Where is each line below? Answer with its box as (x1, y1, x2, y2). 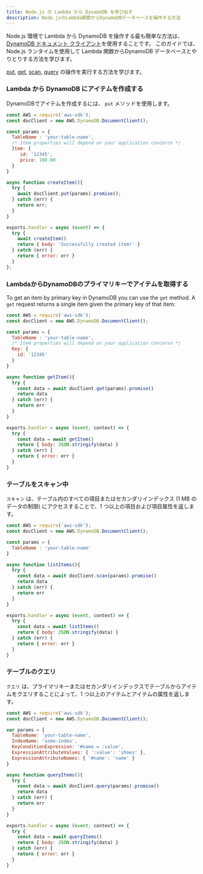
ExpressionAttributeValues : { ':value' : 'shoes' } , (12, 749, 146, 756)
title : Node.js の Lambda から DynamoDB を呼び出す (6, 9, 133, 15)
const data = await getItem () (17, 436, 94, 442)
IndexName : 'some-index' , (12, 738, 78, 745)
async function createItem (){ (6, 179, 84, 186)
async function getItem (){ (6, 374, 75, 380)
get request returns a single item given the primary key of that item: (6, 300, 176, 308)
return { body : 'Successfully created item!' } (17, 242, 140, 248)
